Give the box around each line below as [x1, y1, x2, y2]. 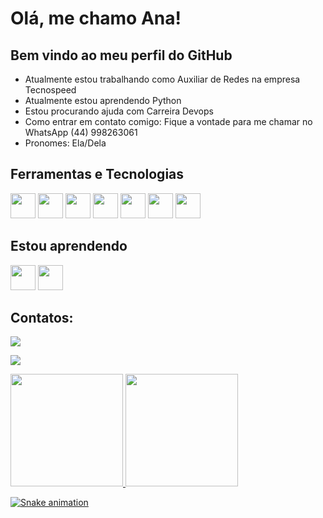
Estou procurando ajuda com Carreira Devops [24, 105, 214, 117]
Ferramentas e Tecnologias [10, 166, 185, 183]
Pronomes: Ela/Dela [24, 137, 107, 149]
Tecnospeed [24, 84, 77, 96]
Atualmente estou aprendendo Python [24, 95, 182, 106]
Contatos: [10, 310, 74, 327]
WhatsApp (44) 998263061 [24, 127, 138, 138]
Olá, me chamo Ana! [10, 7, 182, 30]
